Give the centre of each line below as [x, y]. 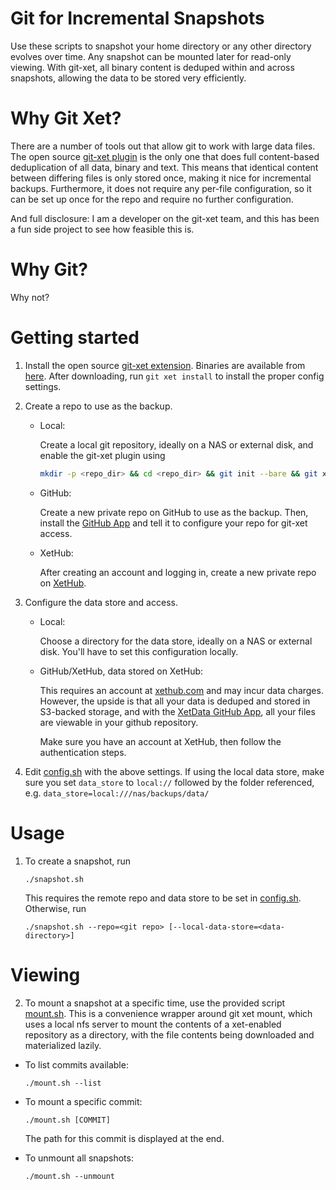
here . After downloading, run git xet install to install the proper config [174, 376]
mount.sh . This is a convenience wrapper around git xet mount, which [168, 1013]
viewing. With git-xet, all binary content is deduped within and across [152, 67]
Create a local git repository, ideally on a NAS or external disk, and [176, 444]
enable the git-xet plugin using [102, 455]
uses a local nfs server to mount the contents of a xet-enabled [153, 1024]
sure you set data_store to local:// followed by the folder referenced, [169, 782]
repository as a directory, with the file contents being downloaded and [169, 1034]
